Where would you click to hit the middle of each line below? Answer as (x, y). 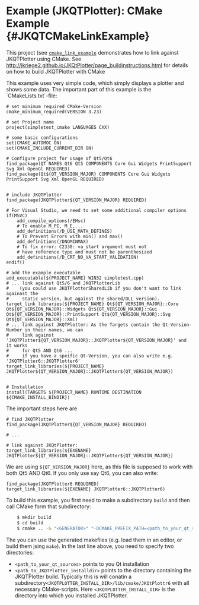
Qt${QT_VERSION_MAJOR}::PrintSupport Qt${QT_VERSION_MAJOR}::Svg (88, 314)
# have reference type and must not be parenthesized (84, 252)
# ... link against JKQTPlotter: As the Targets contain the (83, 325)
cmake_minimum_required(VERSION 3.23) (54, 112)
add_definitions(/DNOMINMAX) (53, 242)
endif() (16, 262)
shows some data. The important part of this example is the (79, 89)
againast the (22, 293)
